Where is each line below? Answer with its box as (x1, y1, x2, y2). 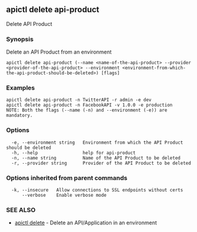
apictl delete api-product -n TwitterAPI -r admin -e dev (6, 97, 152, 103)
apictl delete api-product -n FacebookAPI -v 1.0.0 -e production (6, 102, 173, 108)
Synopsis (6, 35, 34, 43)
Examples (6, 84, 35, 92)
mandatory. (6, 112, 33, 118)
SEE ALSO (6, 206, 36, 214)
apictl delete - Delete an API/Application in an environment (14, 219, 157, 226)
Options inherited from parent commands (6, 174, 128, 182)
